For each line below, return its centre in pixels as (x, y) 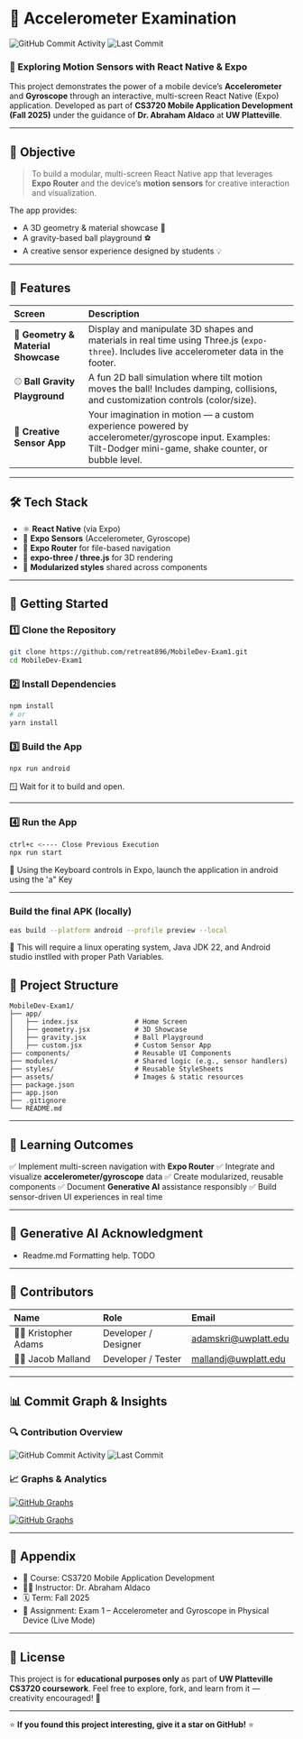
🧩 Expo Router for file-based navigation (96, 547)
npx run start (36, 853)
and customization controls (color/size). (173, 400)
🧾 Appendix (43, 1556)
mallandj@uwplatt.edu (238, 1358)
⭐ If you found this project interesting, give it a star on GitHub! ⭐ (132, 1725)
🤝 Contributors (52, 1292)
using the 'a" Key (41, 879)
